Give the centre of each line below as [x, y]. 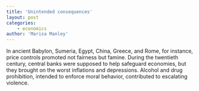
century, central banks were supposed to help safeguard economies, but [96, 64]
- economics [32, 28]
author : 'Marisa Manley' [37, 34]
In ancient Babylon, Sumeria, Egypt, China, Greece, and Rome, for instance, [100, 51]
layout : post [23, 17]
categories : [21, 23]
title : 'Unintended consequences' [50, 12]
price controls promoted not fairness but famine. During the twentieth [92, 57]
